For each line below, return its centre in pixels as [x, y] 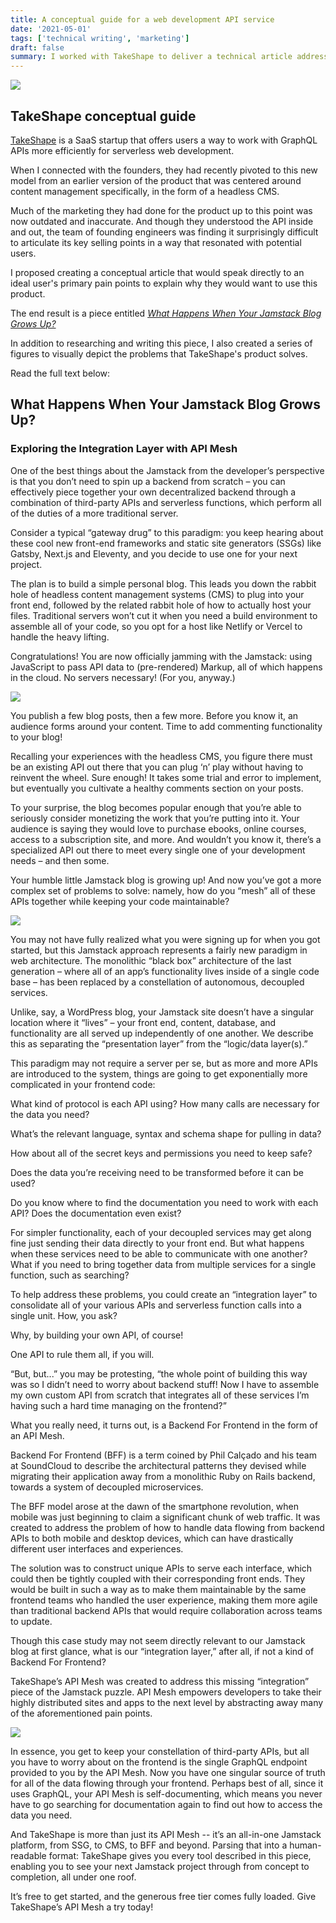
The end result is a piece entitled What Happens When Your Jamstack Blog [166, 313]
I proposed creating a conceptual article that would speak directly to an [157, 272]
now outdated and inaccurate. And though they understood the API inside [162, 221]
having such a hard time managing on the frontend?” [118, 1405]
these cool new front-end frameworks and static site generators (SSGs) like [166, 543]
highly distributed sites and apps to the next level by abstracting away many [167, 1702]
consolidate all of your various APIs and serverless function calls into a [156, 1305]
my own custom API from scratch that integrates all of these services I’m [160, 1395]
